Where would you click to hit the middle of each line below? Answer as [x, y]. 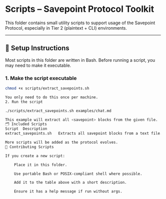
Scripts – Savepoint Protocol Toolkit [80, 9]
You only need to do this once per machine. [52, 97]
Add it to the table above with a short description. [70, 183]
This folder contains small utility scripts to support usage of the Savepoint [80, 23]
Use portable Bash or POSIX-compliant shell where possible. [78, 174]
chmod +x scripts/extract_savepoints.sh [47, 88]
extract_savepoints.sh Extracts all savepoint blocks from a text [77, 134]
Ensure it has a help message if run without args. [68, 192]
